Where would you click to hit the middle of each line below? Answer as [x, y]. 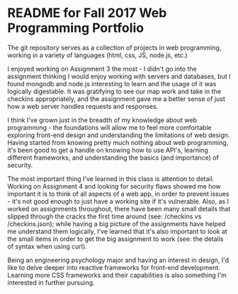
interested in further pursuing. [51, 282]
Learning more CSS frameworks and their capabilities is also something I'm [117, 275]
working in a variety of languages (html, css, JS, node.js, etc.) [97, 55]
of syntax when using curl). [47, 246]
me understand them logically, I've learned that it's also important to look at [118, 231]
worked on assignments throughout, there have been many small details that [119, 208]
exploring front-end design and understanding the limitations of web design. [119, 135]
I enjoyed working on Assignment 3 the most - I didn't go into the [102, 69]
